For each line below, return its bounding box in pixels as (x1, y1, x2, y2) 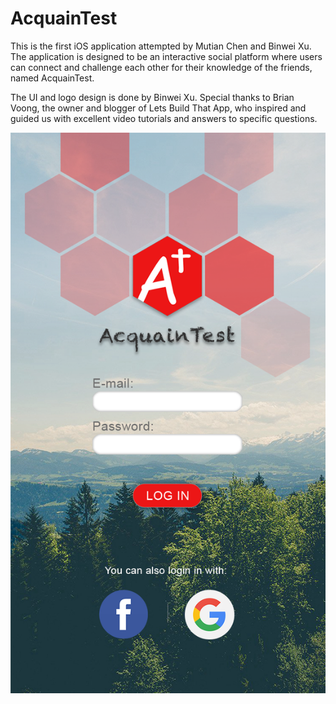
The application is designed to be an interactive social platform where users (10, 50, 323, 62)
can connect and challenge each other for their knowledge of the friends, (10, 61, 313, 73)
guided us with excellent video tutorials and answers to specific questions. (10, 112, 318, 124)
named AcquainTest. (10, 72, 95, 84)
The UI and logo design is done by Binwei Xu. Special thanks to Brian (10, 91, 295, 103)
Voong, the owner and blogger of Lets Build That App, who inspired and (10, 102, 307, 114)
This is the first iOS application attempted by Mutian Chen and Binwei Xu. (10, 40, 312, 52)
